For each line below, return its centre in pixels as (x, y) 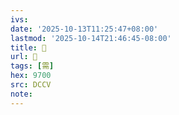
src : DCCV (31, 85)
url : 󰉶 (24, 57)
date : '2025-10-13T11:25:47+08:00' (84, 29)
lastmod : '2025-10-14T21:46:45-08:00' (91, 38)
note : (21, 94)
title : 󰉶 (28, 47)
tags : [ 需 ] (32, 66)
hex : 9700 (31, 76)
